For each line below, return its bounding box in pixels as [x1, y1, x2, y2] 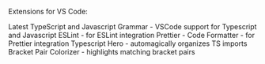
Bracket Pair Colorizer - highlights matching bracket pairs [8, 47, 195, 56]
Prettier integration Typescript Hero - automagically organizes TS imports [8, 39, 248, 48]
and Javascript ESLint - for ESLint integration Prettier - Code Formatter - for [8, 31, 256, 40]
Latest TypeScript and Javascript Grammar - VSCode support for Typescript [8, 22, 257, 31]
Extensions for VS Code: [8, 7, 89, 16]
